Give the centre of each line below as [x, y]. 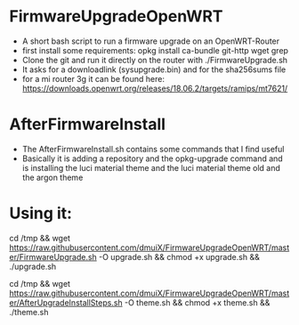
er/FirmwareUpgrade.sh [53, 256]
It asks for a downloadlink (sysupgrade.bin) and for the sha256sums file [154, 69]
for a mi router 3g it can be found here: [93, 78]
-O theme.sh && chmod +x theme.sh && [197, 302]
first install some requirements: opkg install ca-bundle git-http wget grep [155, 50]
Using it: [41, 213]
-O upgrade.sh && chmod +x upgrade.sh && [179, 256]
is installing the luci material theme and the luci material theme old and [151, 167]
